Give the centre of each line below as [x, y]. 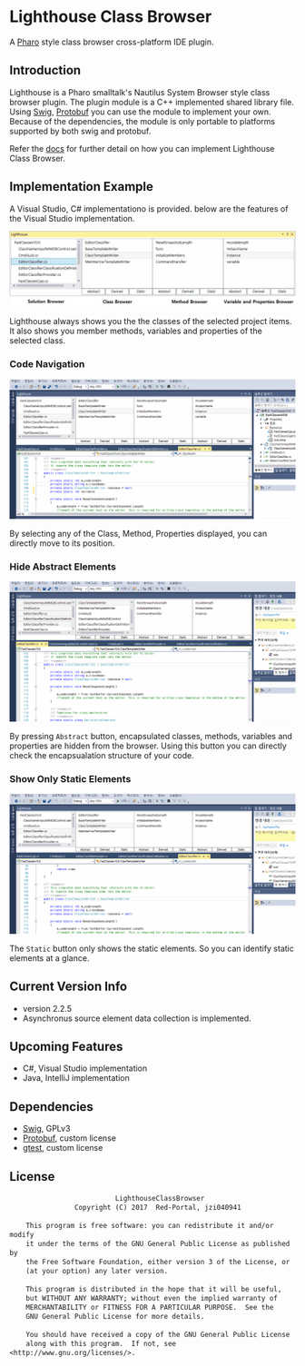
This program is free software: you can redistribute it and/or [150, 1226]
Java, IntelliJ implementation [76, 1078]
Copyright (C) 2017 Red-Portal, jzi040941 [158, 1208]
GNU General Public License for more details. [115, 1317]
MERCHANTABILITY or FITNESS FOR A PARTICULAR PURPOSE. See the [150, 1308]
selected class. [38, 341]
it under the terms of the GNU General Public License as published [158, 1244]
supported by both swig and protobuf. [80, 131]
